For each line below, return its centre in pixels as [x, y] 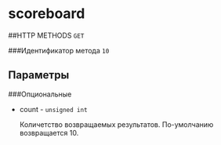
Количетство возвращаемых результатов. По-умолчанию [116, 124]
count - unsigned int [53, 109]
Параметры [39, 75]
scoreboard [47, 14]
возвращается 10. [49, 132]
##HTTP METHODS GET [46, 35]
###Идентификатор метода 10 [59, 50]
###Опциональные [40, 94]
